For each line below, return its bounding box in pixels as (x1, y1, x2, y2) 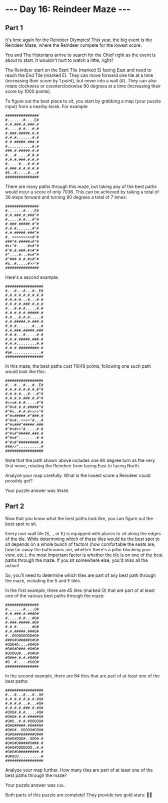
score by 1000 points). (5, 88, 51, 94)
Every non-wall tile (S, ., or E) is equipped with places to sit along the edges (5, 530, 161, 536)
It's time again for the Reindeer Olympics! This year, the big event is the (5, 37, 152, 43)
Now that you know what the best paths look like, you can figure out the (5, 515, 153, 521)
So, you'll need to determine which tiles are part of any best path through (5, 572, 156, 578)
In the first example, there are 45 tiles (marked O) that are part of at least (5, 587, 155, 593)
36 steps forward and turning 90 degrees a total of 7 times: (5, 194, 127, 200)
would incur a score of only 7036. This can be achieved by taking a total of (5, 189, 159, 194)
